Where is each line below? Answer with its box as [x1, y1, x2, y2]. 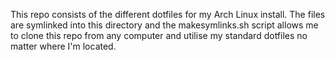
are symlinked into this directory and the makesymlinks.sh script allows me [10, 19, 319, 31]
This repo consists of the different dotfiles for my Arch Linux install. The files [10, 9, 326, 20]
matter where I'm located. [10, 40, 117, 52]
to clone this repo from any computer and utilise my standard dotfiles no [10, 30, 308, 41]
